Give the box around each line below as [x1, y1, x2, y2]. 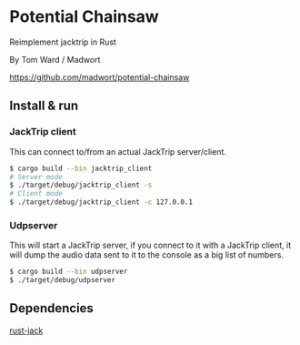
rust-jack [9, 325, 44, 336]
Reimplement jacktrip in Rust [9, 36, 116, 47]
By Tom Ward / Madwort [9, 54, 101, 65]
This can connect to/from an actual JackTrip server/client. [9, 146, 227, 157]
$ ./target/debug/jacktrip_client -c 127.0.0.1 [9, 198, 194, 207]
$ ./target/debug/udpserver [9, 276, 116, 285]
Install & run [9, 98, 79, 114]
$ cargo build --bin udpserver [9, 267, 128, 277]
